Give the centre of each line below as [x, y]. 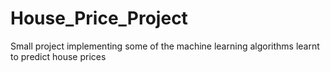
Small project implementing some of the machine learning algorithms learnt [165, 46]
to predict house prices [58, 56]
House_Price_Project [99, 18]
